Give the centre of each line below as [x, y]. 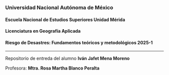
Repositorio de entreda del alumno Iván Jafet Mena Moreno [67, 58]
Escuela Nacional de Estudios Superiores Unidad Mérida [65, 20]
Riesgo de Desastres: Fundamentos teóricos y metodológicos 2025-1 [79, 42]
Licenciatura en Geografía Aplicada [43, 31]
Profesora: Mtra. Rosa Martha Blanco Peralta [52, 68]
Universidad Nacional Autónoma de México [59, 8]
